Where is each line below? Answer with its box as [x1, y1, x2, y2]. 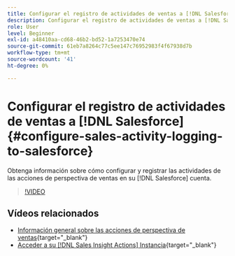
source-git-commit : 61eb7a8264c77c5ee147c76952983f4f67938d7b [7, 43, 192, 50]
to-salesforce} [7, 143, 94, 159]
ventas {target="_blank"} [17, 234, 88, 242]
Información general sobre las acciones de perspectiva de [17, 226, 185, 234]
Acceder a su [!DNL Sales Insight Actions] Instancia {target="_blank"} [17, 241, 217, 249]
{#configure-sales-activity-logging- [7, 128, 223, 144]
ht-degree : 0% [7, 62, 49, 69]
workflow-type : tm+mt [7, 50, 71, 57]
